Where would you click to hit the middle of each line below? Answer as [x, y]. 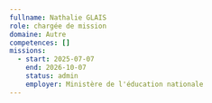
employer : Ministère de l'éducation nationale [115, 84]
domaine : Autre [38, 34]
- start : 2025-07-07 [56, 59]
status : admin [52, 76]
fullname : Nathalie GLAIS [58, 17]
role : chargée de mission [58, 26]
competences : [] [40, 43]
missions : [28, 51]
